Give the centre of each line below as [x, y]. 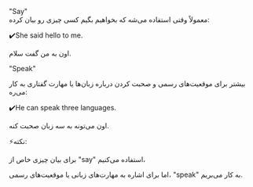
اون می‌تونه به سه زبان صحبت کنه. [59, 126]
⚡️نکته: [18, 141]
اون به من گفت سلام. [40, 53]
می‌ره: [18, 92]
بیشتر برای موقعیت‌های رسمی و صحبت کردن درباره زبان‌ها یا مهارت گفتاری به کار [127, 84]
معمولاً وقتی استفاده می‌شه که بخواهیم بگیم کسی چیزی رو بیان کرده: [110, 20]
